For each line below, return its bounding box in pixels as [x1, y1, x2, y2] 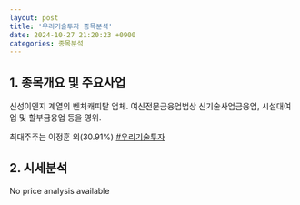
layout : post [9, 13, 59, 23]
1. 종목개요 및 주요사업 [9, 75, 126, 90]
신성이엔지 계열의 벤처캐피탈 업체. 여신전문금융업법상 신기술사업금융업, [9, 101, 260, 112]
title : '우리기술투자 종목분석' [9, 22, 114, 31]
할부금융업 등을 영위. [28, 112, 102, 123]
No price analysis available [9, 185, 110, 196]
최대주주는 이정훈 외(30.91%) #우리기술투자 [9, 131, 165, 142]
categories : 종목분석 [9, 38, 84, 48]
